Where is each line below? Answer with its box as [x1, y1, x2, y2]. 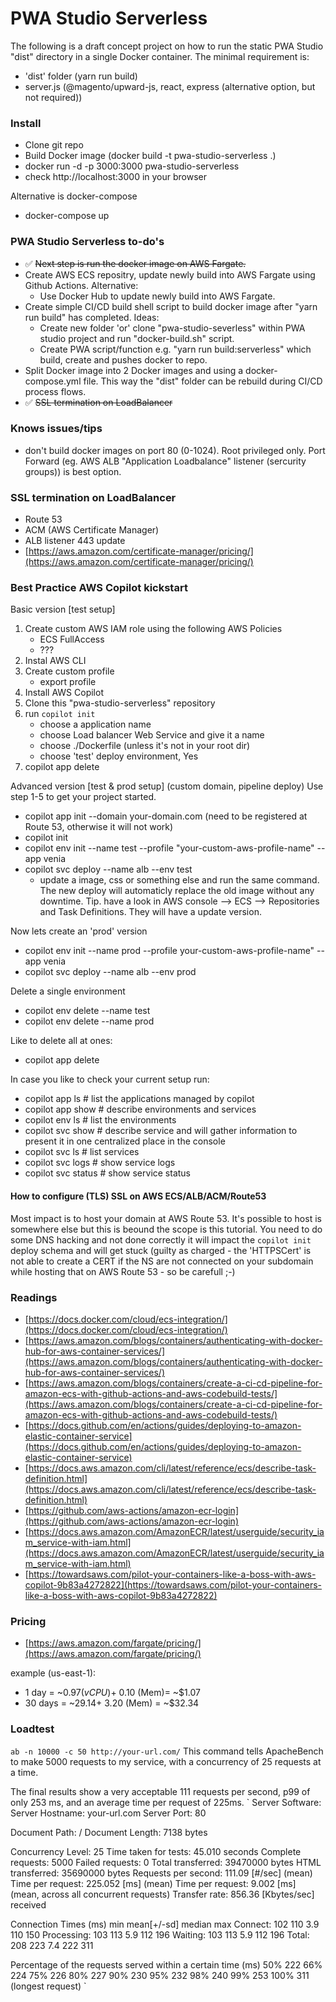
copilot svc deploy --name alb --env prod [24, 966, 197, 978]
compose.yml [24, 375, 82, 387]
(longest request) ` [10, 1980, 87, 1992]
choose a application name [39, 718, 152, 731]
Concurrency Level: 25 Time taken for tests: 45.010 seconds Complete [10, 1845, 302, 1857]
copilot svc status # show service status [24, 1167, 192, 1179]
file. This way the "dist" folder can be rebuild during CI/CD [83, 375, 323, 387]
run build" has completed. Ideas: [24, 311, 160, 323]
